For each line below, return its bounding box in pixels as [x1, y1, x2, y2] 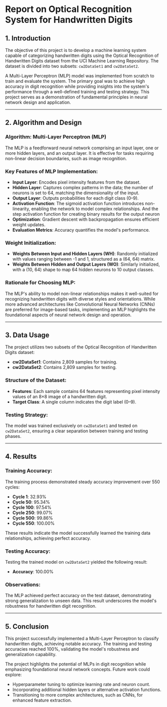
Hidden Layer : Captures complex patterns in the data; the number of [12, 184, 153, 190]
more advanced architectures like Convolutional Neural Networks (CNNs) [5, 301, 155, 307]
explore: [5, 672, 22, 678]
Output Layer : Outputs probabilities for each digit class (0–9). [12, 195, 139, 201]
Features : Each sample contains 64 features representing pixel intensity [12, 388, 161, 394]
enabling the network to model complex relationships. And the [31, 206, 159, 212]
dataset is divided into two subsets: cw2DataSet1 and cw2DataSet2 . [5, 63, 139, 69]
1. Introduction [5, 34, 51, 42]
